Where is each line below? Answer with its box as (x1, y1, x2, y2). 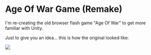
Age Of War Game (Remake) (5, 3, 123, 15)
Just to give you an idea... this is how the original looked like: (5, 35, 129, 41)
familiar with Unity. (5, 25, 44, 31)
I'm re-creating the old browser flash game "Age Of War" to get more (5, 20, 146, 26)
